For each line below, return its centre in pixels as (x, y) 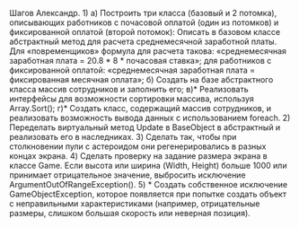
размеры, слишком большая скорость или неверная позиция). (130, 213)
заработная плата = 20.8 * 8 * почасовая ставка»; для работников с (141, 61)
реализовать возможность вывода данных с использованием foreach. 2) (150, 118)
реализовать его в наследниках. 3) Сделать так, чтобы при (123, 137)
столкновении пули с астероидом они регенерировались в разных (138, 146)
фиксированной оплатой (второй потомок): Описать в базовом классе (145, 32)
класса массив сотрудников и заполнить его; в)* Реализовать (129, 89)
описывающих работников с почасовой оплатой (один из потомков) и (144, 22)
